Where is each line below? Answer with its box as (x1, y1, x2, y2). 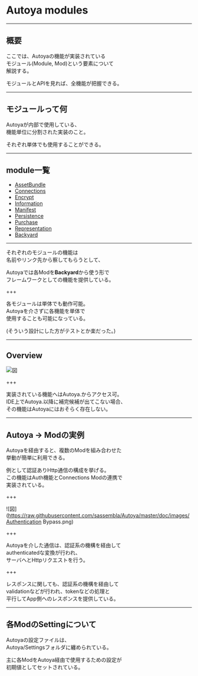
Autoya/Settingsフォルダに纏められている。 (6, 644, 112, 651)
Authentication (6, 518, 42, 525)
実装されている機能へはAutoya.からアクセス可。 (6, 391, 123, 398)
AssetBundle (14, 181, 46, 189)
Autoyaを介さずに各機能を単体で (6, 308, 85, 315)
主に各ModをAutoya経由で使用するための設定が (6, 656, 122, 663)
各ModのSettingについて (6, 619, 97, 629)
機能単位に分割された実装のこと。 (6, 128, 89, 136)
